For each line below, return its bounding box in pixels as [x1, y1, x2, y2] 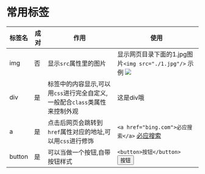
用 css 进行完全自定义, [48, 89, 108, 97]
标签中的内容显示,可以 [48, 80, 111, 88]
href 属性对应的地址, [48, 127, 105, 136]
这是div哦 [117, 93, 145, 102]
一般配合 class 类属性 [48, 98, 107, 106]
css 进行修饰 [60, 136, 95, 145]
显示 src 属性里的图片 [48, 59, 107, 68]
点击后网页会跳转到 [48, 118, 103, 127]
